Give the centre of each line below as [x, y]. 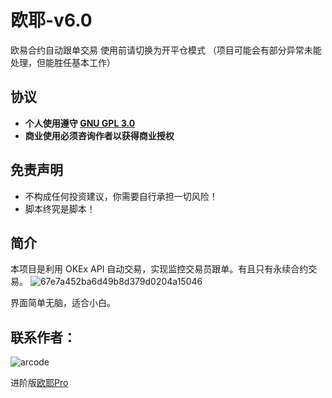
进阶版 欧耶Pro [39, 383]
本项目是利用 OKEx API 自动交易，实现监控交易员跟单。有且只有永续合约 [159, 269]
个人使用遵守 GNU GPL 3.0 [80, 123]
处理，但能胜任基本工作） [63, 62]
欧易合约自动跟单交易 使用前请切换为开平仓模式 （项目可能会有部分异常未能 [166, 50]
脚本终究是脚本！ [60, 208]
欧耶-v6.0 [51, 20]
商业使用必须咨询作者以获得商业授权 [99, 135]
